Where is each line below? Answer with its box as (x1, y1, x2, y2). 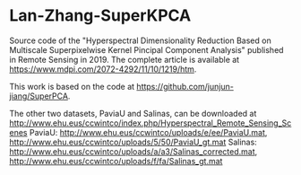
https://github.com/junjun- (136, 81, 235, 92)
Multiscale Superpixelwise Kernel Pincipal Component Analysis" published (9, 44, 284, 55)
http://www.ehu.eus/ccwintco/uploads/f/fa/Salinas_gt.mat (9, 155, 223, 166)
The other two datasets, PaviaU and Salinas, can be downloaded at (9, 108, 257, 118)
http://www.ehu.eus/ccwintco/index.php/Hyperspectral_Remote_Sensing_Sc (9, 118, 292, 128)
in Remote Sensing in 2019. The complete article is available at (9, 54, 240, 65)
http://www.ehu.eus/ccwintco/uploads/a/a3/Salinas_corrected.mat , (9, 145, 258, 157)
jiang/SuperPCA (9, 91, 69, 101)
